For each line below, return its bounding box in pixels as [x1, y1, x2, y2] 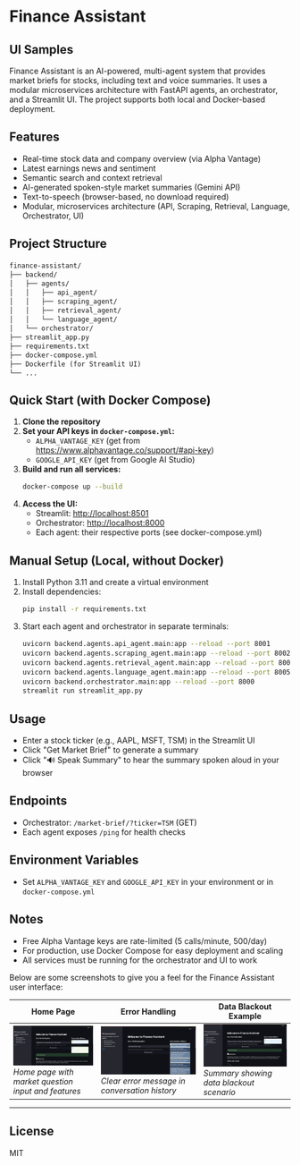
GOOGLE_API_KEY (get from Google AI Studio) [35, 455, 196, 465]
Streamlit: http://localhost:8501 [35, 508, 149, 519]
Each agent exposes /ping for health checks [21, 826, 186, 838]
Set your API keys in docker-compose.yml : [21, 426, 175, 437]
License [9, 1124, 54, 1139]
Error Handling [120, 1006, 177, 1016]
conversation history [101, 1084, 177, 1095]
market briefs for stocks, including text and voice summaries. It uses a [9, 75, 268, 86]
